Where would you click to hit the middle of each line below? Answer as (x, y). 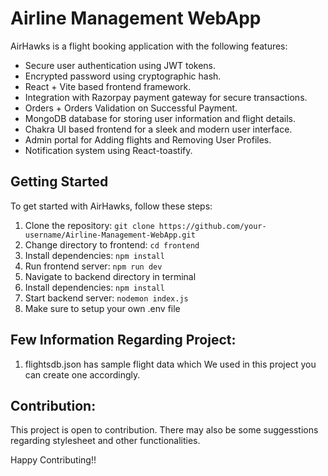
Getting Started (59, 182)
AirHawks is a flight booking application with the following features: (149, 46)
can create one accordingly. (82, 374)
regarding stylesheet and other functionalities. (105, 441)
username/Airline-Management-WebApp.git (110, 235)
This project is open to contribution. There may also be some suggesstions (164, 430)
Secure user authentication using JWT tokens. (120, 65)
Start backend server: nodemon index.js (106, 298)
